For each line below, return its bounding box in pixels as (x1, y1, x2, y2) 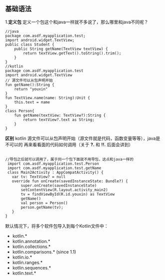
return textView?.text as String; (23, 117, 95, 122)
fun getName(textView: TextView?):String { (14, 113, 106, 118)
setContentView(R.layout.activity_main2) (20, 187, 108, 192)
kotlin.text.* (12, 270, 36, 276)
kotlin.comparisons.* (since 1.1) (12, 249, 76, 255)
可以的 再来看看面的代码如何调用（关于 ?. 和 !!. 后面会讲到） (9, 141, 134, 147)
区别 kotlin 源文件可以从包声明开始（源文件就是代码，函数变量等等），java (5, 135, 156, 141)
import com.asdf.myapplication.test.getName (7, 165, 101, 171)
